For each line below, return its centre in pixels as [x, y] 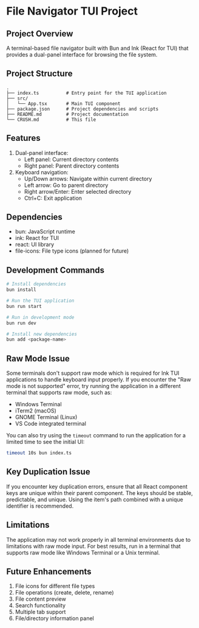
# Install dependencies [36, 284]
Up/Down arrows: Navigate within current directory [88, 179]
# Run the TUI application [40, 301]
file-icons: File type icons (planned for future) [72, 251]
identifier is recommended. [40, 506]
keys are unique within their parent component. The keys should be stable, [99, 493]
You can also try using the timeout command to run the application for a [96, 435]
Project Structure [39, 74]
